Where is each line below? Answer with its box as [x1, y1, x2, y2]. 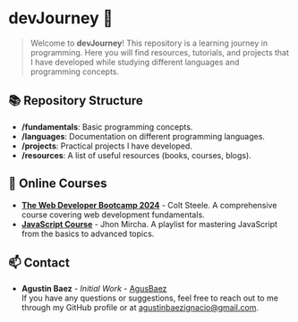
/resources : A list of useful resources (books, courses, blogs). [21, 149, 251, 160]
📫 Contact [8, 255, 71, 270]
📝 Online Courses [8, 176, 108, 191]
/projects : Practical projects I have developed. [21, 140, 193, 151]
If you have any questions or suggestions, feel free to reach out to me [21, 292, 279, 303]
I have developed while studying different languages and [30, 56, 240, 67]
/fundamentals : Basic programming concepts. [21, 121, 193, 132]
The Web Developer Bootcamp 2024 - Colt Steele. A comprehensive [21, 199, 277, 210]
